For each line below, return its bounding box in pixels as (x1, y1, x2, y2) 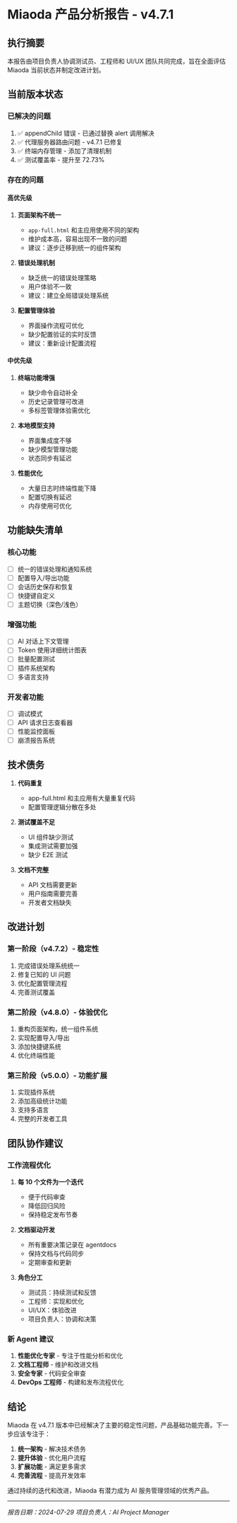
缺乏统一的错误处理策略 (28, 273, 97, 282)
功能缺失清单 (7, 524, 63, 536)
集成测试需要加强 (28, 841, 78, 850)
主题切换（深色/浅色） (17, 600, 83, 608)
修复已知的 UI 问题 (17, 970, 71, 978)
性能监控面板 (17, 727, 55, 736)
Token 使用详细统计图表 (17, 646, 87, 654)
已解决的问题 (7, 111, 51, 121)
